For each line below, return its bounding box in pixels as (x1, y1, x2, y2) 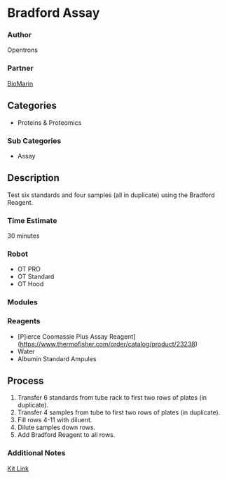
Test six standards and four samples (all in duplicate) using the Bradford (7, 191, 215, 199)
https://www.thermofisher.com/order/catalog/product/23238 (20, 339, 195, 348)
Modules (7, 297, 39, 307)
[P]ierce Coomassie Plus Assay (17, 332, 108, 341)
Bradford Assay (7, 5, 100, 21)
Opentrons (7, 46, 39, 54)
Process (7, 375, 44, 386)
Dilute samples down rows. (17, 423, 96, 432)
